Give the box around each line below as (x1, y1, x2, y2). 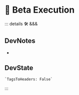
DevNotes (4, 37, 36, 45)
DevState (4, 64, 34, 72)
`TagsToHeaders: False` (4, 76, 53, 82)
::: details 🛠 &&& (4, 20, 38, 26)
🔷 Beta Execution (4, 4, 75, 16)
